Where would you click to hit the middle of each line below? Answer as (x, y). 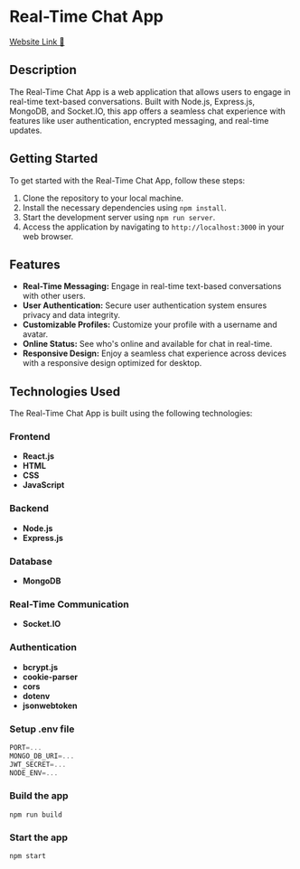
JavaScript (43, 485)
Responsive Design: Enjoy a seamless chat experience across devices (155, 353)
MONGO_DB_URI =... (42, 756)
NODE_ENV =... (34, 773)
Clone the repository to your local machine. (103, 198)
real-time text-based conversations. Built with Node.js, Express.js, (132, 101)
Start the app (39, 837)
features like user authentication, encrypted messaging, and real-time (139, 120)
